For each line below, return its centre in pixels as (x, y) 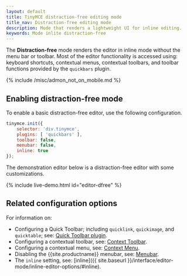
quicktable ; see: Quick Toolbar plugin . (61, 235)
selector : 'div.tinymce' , (48, 129)
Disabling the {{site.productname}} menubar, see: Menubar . (87, 254)
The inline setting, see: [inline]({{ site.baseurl (70, 260)
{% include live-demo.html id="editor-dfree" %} (64, 185)
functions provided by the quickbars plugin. (59, 69)
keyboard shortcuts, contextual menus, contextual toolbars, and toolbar (92, 63)
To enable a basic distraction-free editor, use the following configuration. (94, 113)
